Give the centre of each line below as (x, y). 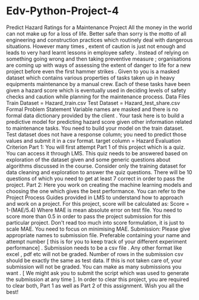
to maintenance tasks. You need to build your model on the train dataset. (95, 128)
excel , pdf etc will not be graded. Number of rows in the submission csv (95, 254)
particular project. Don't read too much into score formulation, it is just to (95, 222)
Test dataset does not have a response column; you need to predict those (97, 134)
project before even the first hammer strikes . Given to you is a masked (93, 71)
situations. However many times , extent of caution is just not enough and (96, 46)
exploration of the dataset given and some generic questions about (88, 159)
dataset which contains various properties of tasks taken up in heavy (91, 78)
